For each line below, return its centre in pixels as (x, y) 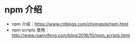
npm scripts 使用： (30, 30)
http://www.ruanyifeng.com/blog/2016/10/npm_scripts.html (71, 35)
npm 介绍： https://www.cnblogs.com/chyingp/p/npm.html (70, 24)
